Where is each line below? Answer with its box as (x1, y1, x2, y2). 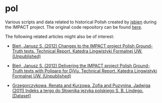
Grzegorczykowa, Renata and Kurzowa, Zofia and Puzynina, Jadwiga (12, 82, 151, 88)
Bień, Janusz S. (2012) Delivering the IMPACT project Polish (12, 63, 132, 69)
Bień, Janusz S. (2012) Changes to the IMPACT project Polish (12, 43, 135, 49)
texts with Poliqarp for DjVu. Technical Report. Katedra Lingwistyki (24, 68, 157, 73)
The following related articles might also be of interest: (5, 34, 114, 39)
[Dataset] (12, 93, 31, 99)
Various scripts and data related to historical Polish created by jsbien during (5, 19, 157, 25)
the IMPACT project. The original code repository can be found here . (5, 24, 143, 30)
